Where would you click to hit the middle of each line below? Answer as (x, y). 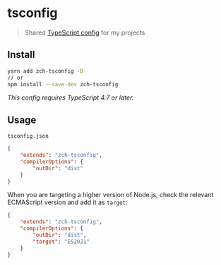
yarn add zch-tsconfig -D (45, 71)
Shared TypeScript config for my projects (85, 33)
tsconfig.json (28, 136)
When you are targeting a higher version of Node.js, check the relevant (110, 195)
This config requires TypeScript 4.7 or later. (71, 98)
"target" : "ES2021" (61, 242)
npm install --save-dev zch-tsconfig (63, 84)
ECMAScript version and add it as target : (67, 202)
